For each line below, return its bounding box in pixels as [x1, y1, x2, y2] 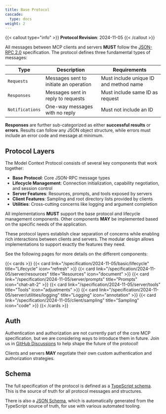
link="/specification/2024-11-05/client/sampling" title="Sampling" [5, 297, 139, 303]
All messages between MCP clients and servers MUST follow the [5, 44, 137, 50]
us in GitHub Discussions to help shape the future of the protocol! [5, 340, 139, 346]
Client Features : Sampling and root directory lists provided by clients [12, 196, 153, 202]
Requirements [113, 66, 147, 73]
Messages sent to [45, 75, 87, 82]
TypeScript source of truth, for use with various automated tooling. [5, 403, 141, 409]
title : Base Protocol [5, 7, 50, 12]
